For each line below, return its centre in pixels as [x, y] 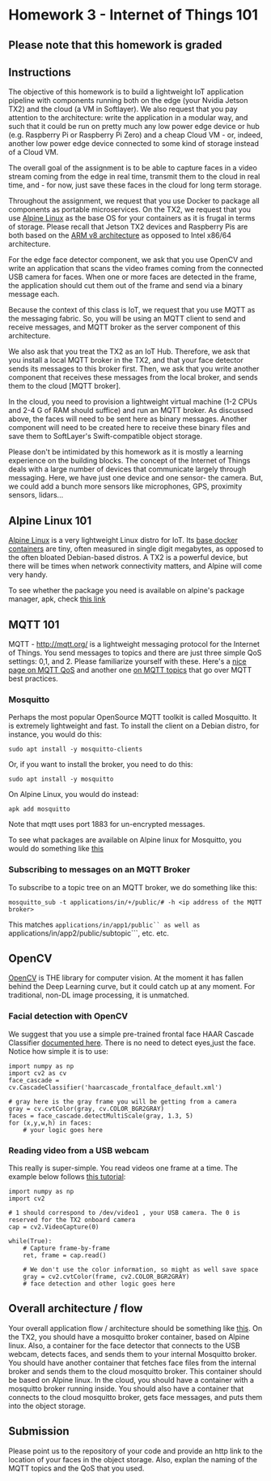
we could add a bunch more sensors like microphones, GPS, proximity [125, 486]
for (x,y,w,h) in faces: [50, 1123]
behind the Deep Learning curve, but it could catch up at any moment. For [132, 987]
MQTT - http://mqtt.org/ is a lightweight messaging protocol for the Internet [134, 644]
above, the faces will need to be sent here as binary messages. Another [128, 419]
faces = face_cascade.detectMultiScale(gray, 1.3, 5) [101, 1116]
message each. [34, 295]
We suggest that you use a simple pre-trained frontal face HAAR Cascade [131, 1034]
